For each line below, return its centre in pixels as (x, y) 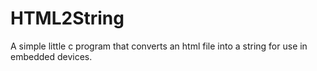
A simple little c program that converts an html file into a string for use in (159, 46)
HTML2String (67, 18)
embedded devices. (51, 56)
